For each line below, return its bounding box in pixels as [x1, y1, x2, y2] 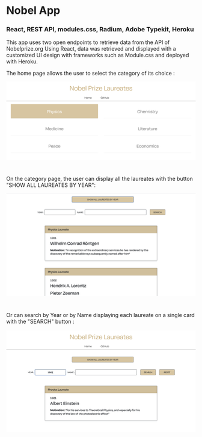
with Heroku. [6, 58, 38, 65]
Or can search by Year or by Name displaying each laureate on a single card [6, 311, 195, 318]
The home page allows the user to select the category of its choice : [6, 70, 176, 77]
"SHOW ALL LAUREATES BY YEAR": [6, 181, 96, 189]
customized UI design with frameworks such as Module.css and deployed [6, 52, 189, 59]
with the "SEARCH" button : [6, 318, 75, 325]
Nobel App [6, 4, 61, 17]
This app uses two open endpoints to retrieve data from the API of [6, 39, 170, 46]
